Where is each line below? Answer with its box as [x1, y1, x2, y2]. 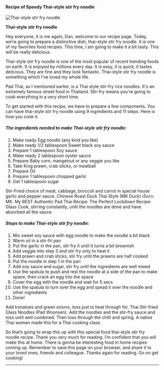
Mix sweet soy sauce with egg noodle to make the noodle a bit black [12, 233, 150, 238]
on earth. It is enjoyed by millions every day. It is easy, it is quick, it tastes [5, 64, 152, 70]
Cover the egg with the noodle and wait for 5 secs [12, 279, 113, 285]
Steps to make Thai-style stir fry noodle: [5, 220, 90, 226]
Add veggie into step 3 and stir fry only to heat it [12, 248, 110, 254]
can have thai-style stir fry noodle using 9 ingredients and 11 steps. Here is [5, 109, 155, 115]
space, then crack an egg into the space [12, 274, 94, 280]
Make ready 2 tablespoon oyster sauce [12, 153, 91, 158]
